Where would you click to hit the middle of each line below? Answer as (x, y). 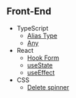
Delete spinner (48, 87)
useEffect (41, 72)
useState (40, 65)
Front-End (29, 11)
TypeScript (32, 28)
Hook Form (43, 58)
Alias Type (42, 35)
